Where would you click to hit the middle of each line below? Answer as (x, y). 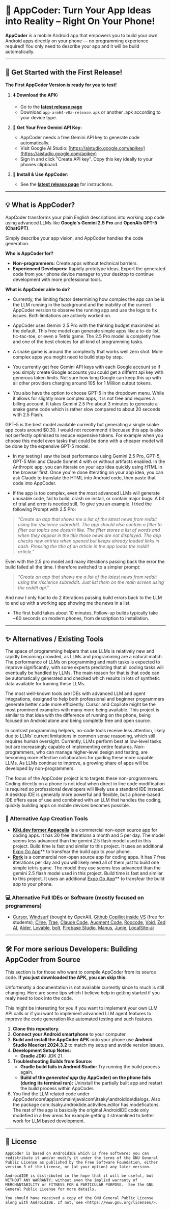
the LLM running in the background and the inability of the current (82, 304)
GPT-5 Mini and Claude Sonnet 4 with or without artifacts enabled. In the (89, 461)
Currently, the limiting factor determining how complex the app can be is (88, 299)
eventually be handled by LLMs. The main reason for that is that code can (82, 673)
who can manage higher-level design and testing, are (92, 752)
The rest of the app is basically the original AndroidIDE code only (81, 1110)
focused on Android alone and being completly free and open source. (78, 720)
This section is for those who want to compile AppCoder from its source (81, 972)
